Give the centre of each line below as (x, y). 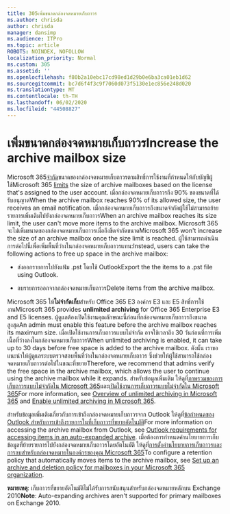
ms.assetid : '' (29, 71)
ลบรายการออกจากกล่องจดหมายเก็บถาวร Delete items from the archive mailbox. (116, 288)
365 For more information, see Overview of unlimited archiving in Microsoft (112, 393)
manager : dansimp (32, 33)
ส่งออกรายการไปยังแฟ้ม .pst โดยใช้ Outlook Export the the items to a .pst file (115, 267)
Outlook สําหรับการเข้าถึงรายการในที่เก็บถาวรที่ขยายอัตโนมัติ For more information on (110, 421)
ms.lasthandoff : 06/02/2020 (47, 103)
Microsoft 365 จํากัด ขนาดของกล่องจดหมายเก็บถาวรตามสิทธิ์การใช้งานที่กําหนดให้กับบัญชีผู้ (110, 177)
